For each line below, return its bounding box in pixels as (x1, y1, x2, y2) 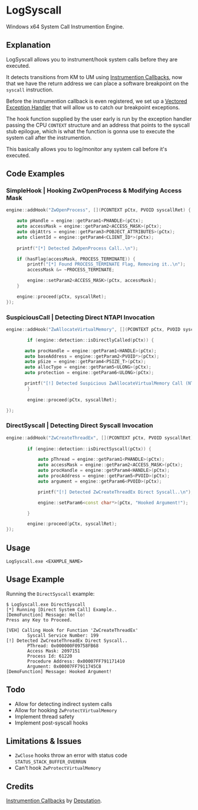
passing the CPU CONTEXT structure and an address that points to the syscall (6, 122, 190, 129)
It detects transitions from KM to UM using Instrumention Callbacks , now (6, 73, 183, 80)
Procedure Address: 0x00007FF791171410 (27, 658, 126, 664)
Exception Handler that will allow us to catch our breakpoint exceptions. (6, 104, 180, 111)
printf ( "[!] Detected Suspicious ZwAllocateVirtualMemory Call (24, 381, 183, 386)
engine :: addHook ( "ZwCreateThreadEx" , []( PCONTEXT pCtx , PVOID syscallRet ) (6, 435, 194, 441)
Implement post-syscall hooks (14, 719, 88, 726)
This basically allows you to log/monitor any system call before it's (6, 145, 167, 152)
